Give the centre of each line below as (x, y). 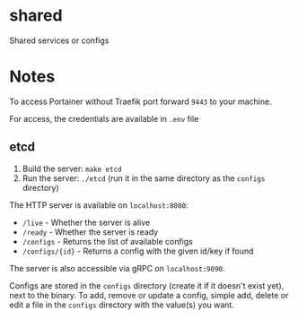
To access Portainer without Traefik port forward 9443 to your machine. (140, 101)
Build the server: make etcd (72, 168)
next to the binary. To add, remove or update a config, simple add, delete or (149, 295)
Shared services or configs (59, 40)
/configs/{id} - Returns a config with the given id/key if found (138, 251)
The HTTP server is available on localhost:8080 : (99, 205)
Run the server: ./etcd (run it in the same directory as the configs (144, 178)
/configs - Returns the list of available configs (107, 241)
